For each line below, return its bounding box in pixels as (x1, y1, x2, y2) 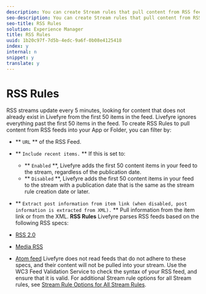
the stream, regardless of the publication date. (24, 168, 142, 176)
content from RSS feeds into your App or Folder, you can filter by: (6, 126, 172, 134)
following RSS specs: (15, 219, 69, 227)
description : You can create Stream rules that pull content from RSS (6, 9, 191, 15)
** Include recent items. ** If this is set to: (15, 150, 126, 157)
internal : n (6, 49, 37, 55)
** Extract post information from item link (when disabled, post (15, 200, 188, 207)
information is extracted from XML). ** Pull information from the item (15, 206, 195, 214)
